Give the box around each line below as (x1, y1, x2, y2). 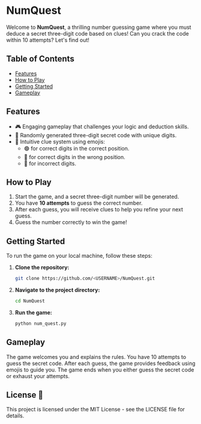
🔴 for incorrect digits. (23, 160, 77, 167)
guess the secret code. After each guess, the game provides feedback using (6, 360, 196, 367)
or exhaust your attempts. (6, 372, 70, 379)
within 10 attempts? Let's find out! (6, 36, 90, 43)
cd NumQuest (14, 298, 45, 304)
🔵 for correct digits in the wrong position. (23, 153, 126, 160)
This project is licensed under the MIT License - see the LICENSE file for (6, 406, 185, 413)
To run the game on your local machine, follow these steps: (6, 252, 153, 260)
